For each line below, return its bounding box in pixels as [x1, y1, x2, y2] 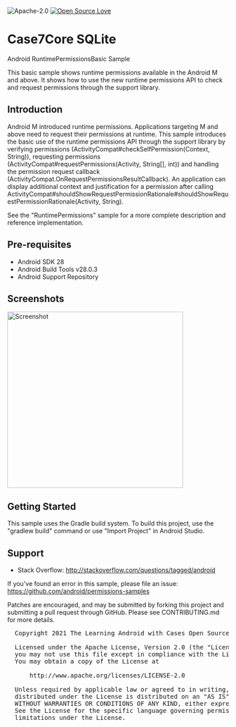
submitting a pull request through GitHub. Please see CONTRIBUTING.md [7, 608, 220, 616]
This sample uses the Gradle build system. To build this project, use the [7, 519, 214, 528]
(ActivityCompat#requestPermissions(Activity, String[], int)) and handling [7, 159, 219, 168]
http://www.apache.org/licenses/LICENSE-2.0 [29, 671, 185, 679]
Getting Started [7, 500, 77, 512]
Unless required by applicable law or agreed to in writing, [14, 685, 230, 693]
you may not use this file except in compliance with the [14, 650, 219, 658]
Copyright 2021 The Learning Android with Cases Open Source [14, 629, 230, 637]
